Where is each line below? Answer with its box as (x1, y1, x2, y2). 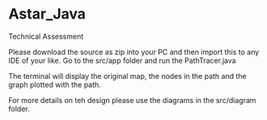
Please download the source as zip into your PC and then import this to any (8, 47, 260, 56)
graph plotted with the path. (8, 80, 101, 89)
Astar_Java (8, 5, 87, 23)
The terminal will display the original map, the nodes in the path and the (8, 71, 247, 81)
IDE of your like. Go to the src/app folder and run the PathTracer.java (8, 56, 236, 65)
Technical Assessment (8, 31, 84, 41)
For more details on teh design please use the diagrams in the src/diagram (8, 95, 256, 105)
